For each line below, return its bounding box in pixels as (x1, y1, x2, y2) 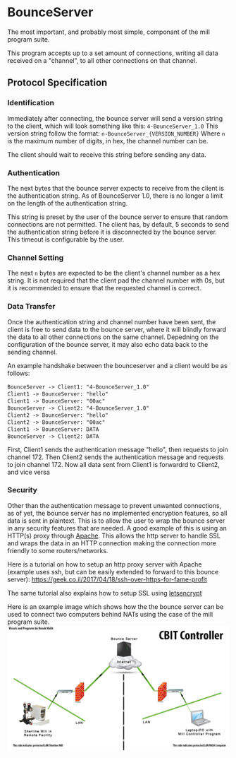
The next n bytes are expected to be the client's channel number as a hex (7, 269, 221, 278)
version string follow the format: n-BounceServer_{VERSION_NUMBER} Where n (7, 129, 225, 138)
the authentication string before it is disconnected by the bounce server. (7, 227, 217, 236)
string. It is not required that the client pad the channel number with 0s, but (7, 276, 225, 285)
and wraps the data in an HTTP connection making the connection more (7, 538, 217, 547)
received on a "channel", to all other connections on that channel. (7, 56, 197, 64)
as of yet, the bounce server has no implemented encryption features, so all (7, 509, 228, 517)
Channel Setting (7, 252, 64, 262)
